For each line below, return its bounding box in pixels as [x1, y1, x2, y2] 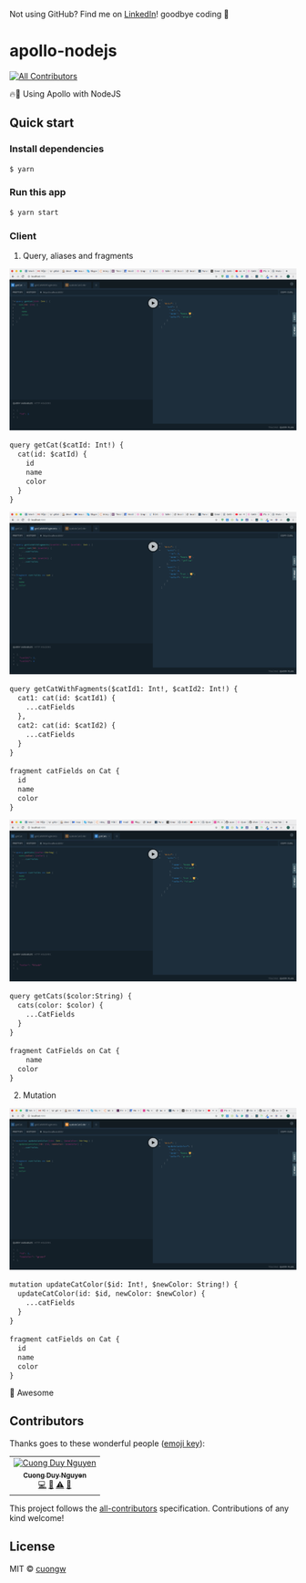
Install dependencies [9, 142, 105, 155]
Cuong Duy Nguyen [22, 1471, 87, 1480]
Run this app [9, 186, 66, 199]
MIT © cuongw [9, 1563, 66, 1574]
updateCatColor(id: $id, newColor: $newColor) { [17, 1289, 206, 1298]
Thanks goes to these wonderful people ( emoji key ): [9, 1437, 206, 1449]
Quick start [9, 115, 75, 131]
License [9, 1539, 56, 1555]
